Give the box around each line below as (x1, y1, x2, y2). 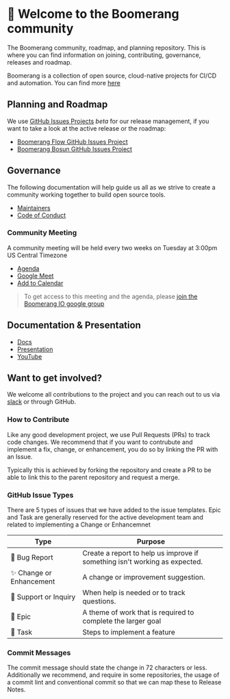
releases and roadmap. (7, 58, 73, 66)
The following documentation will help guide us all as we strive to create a (7, 183, 216, 191)
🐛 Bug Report (10, 553, 53, 562)
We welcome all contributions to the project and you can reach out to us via (7, 390, 220, 399)
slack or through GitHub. (7, 398, 77, 406)
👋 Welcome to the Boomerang (7, 6, 179, 22)
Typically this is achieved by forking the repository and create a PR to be (7, 465, 212, 474)
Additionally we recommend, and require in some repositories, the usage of (7, 671, 220, 679)
